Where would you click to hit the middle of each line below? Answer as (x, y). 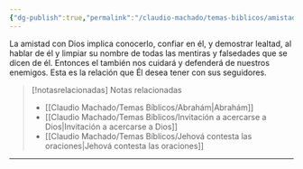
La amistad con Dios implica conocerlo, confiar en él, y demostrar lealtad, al (151, 43)
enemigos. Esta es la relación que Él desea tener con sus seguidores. (138, 72)
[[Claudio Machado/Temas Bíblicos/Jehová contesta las (148, 136)
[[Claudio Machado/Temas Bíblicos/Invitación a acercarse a (156, 117)
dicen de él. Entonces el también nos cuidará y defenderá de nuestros (140, 62)
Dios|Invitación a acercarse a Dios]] (111, 127)
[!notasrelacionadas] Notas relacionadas (106, 89)
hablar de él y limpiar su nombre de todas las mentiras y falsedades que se (149, 53)
